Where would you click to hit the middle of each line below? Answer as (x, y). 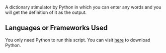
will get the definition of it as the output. (46, 12)
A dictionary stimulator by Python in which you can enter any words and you (83, 7)
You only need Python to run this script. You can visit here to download (78, 40)
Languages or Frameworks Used (56, 28)
